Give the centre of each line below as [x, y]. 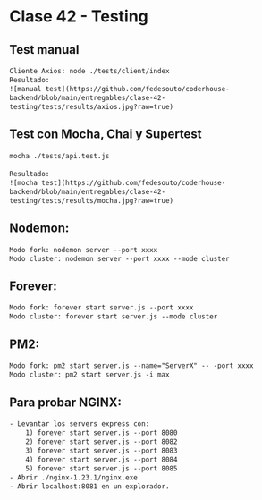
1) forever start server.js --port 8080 [101, 433]
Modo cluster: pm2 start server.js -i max [89, 375]
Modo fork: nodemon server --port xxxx [84, 250]
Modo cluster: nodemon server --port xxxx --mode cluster [119, 258]
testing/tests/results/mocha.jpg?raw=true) [92, 200]
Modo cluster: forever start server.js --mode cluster [114, 317]
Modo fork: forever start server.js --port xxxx [101, 308]
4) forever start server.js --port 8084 [101, 460]
